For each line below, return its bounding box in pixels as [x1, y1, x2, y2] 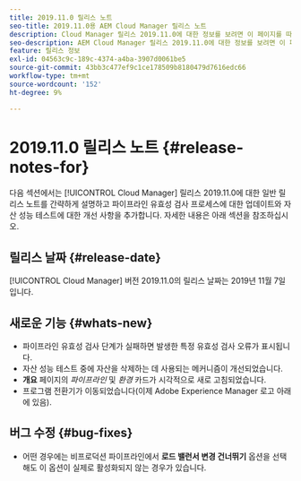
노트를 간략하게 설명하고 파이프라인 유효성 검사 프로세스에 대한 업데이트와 [25, 199, 282, 210]
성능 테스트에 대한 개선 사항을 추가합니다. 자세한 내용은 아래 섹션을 [18, 210, 251, 220]
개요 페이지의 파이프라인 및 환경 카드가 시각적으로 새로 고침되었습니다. [21, 374, 267, 385]
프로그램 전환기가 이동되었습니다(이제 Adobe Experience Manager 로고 [21, 386, 275, 397]
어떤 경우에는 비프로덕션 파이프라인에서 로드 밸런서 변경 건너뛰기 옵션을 [21, 451, 271, 461]
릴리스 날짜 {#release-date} [9, 250, 161, 265]
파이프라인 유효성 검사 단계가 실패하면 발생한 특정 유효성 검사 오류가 [21, 341, 260, 352]
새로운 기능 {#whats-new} [9, 315, 153, 331]
